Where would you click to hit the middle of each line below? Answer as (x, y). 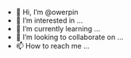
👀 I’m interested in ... (49, 20)
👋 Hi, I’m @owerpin (47, 12)
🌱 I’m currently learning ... (58, 29)
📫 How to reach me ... (52, 46)
